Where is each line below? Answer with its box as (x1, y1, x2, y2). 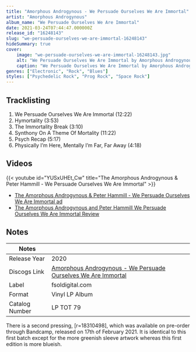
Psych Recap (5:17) (14, 135, 61, 142)
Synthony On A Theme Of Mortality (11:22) (14, 129, 117, 136)
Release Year (9, 255, 45, 263)
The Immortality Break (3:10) (14, 123, 83, 130)
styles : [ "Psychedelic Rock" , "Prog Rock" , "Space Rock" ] (6, 74, 150, 79)
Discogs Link (9, 267, 45, 276)
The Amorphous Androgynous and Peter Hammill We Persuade (14, 204, 166, 211)
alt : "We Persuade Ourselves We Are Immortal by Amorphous (16, 57, 163, 63)
